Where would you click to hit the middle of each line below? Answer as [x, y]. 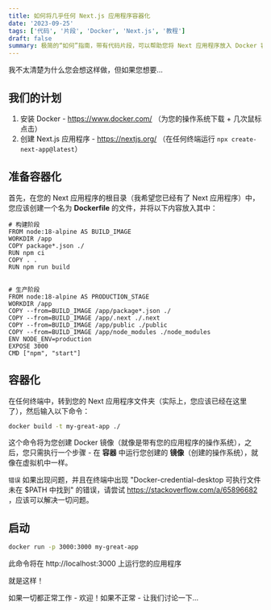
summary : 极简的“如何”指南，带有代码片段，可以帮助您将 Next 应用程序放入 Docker [133, 46]
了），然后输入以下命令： [49, 411]
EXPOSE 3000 [28, 346]
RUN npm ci [27, 253]
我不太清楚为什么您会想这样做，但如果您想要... [86, 70]
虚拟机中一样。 [47, 463]
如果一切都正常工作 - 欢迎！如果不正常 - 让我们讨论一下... [104, 598]
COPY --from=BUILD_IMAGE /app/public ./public [88, 325]
